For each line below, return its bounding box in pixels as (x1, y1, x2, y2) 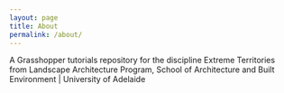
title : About (9, 22, 59, 31)
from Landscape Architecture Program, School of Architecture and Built (9, 64, 275, 75)
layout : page (9, 13, 59, 23)
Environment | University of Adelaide (9, 74, 146, 85)
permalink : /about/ (9, 30, 83, 39)
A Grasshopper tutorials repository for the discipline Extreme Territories (9, 55, 276, 66)
